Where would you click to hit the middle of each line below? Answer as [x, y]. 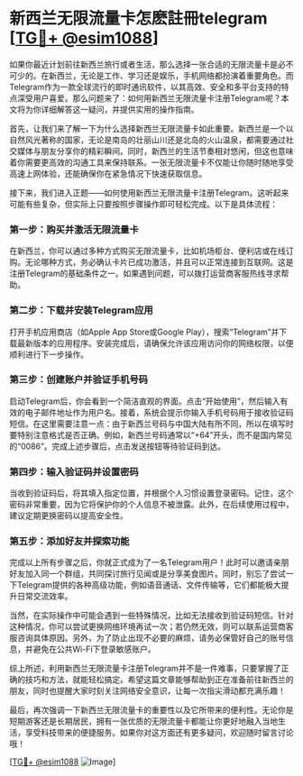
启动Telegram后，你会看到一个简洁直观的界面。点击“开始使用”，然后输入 [145, 401]
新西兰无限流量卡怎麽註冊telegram [138, 18]
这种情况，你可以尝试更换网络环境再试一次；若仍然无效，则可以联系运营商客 [151, 626]
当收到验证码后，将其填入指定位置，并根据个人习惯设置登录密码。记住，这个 [151, 493]
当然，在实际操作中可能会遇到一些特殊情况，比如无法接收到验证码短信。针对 [151, 616]
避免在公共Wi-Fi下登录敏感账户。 [94, 649]
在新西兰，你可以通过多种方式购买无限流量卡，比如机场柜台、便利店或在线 [147, 251]
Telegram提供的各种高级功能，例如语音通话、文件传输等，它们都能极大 [149, 585]
